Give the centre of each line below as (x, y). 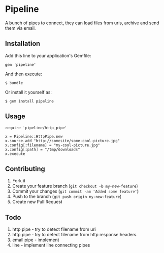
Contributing (25, 169)
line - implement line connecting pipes (51, 245)
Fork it (19, 181)
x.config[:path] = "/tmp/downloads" (43, 150)
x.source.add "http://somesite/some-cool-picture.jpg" (63, 141)
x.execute (15, 154)
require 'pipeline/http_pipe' (36, 128)
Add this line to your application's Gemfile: (48, 55)
